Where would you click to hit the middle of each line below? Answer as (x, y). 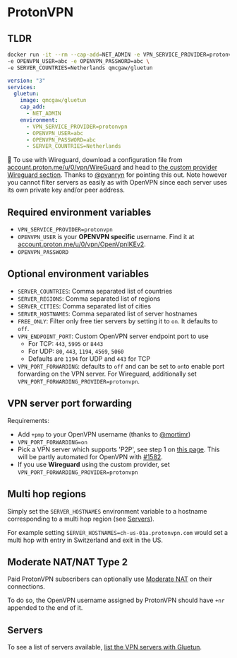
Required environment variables (79, 212)
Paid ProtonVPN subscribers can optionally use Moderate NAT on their (110, 579)
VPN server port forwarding (70, 404)
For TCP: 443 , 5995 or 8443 (66, 343)
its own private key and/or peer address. (66, 190)
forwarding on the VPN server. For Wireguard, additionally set (107, 374)
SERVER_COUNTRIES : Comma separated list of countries (95, 291)
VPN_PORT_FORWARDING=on (53, 442)
